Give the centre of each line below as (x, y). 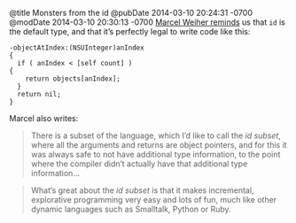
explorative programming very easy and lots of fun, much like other (154, 200)
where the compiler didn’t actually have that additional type (139, 164)
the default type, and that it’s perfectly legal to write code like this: (130, 31)
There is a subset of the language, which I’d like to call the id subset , (156, 135)
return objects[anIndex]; (73, 79)
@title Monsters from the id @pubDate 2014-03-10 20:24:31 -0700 (131, 13)
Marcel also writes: (44, 118)
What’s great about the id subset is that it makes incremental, (142, 190)
